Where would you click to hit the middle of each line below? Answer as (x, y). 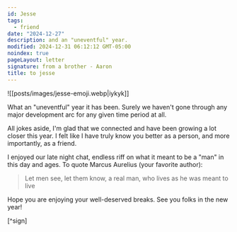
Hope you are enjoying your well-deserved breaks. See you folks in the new (118, 199)
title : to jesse (31, 73)
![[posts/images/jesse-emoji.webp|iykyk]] (68, 93)
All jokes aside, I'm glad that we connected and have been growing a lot (112, 128)
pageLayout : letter (36, 60)
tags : (15, 21)
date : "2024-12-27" (36, 34)
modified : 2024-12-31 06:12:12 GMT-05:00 (69, 47)
